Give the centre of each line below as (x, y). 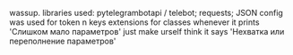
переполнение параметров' (63, 41)
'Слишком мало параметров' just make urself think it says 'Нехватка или (147, 31)
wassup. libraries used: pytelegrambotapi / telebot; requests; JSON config (146, 13)
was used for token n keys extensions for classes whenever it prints (134, 22)
